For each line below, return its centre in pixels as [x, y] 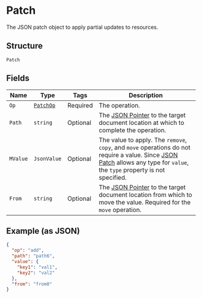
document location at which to [142, 123]
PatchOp [45, 105]
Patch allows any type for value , [144, 162]
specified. [113, 177]
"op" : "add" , [28, 251]
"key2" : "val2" [36, 273]
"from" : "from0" [32, 284]
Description [146, 95]
